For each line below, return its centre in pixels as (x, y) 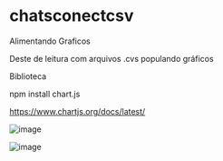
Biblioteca (28, 76)
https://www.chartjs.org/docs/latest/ (78, 111)
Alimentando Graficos (50, 41)
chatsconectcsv (72, 16)
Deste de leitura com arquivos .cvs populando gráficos (112, 58)
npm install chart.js (45, 94)
